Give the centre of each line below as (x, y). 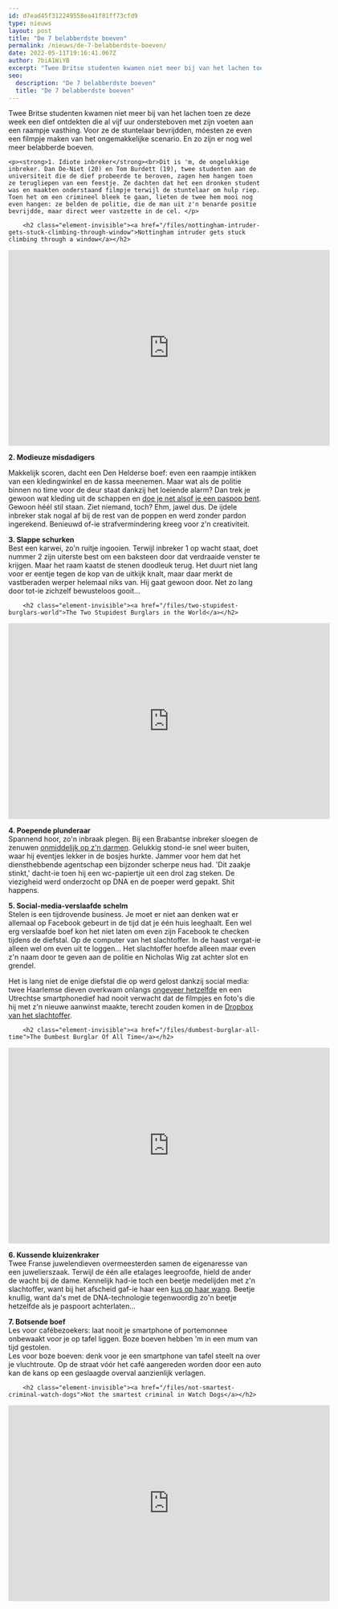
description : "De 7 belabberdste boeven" (86, 83)
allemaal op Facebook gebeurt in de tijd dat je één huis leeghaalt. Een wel (130, 923)
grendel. (22, 966)
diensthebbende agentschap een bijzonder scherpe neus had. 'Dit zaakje (130, 865)
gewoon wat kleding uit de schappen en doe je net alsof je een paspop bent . (135, 498)
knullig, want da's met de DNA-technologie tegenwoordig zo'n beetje (122, 1298)
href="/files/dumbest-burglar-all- (201, 1030)
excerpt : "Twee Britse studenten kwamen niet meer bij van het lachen (129, 68)
